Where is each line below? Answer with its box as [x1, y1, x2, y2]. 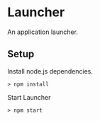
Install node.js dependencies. [7, 67, 94, 75]
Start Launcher [7, 93, 51, 101]
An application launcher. [7, 28, 78, 36]
